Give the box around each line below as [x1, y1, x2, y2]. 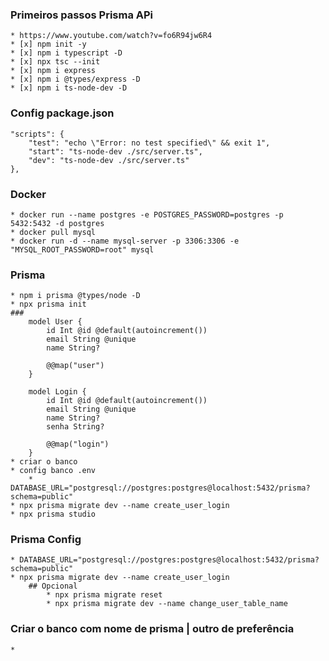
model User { [28, 317, 83, 327]
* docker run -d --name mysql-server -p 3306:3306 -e [10, 236, 240, 246]
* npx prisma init [10, 299, 87, 310]
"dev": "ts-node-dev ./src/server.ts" [28, 155, 190, 165]
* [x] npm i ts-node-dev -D [10, 83, 128, 93]
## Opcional [28, 581, 78, 592]
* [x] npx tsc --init [10, 57, 101, 67]
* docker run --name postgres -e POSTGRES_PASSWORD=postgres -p [10, 209, 284, 220]
